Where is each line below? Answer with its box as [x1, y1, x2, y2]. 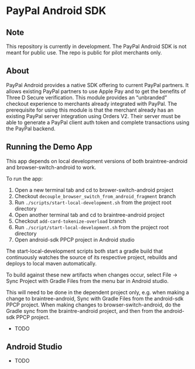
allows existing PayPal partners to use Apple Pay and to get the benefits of [6, 88, 186, 95]
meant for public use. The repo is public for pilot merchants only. [6, 49, 162, 56]
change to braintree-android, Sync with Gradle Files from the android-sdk [6, 295, 184, 302]
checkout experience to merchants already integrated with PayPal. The [6, 100, 177, 107]
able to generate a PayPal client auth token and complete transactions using [6, 119, 190, 126]
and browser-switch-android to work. [6, 164, 97, 171]
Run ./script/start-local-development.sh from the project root [14, 223, 169, 230]
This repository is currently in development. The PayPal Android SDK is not [6, 43, 187, 50]
